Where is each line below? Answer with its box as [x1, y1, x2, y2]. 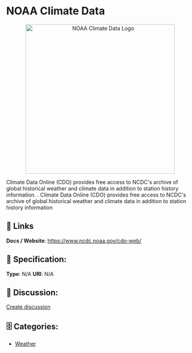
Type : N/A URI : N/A [6, 270, 54, 277]
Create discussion [6, 303, 51, 311]
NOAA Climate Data [6, 4, 106, 18]
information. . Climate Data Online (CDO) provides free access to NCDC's [6, 191, 187, 198]
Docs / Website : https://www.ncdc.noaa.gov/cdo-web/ [6, 237, 142, 244]
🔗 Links [6, 221, 34, 231]
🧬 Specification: [6, 254, 67, 265]
